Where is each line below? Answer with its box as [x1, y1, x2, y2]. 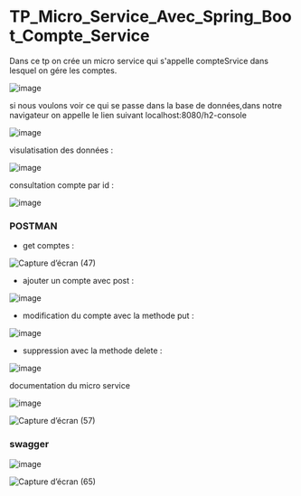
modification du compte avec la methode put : [22, 310, 194, 322]
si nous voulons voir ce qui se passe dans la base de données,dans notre [9, 99, 283, 110]
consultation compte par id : [9, 179, 115, 191]
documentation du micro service [9, 380, 131, 391]
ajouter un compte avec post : [22, 276, 135, 286]
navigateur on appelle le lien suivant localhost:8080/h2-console [9, 109, 247, 120]
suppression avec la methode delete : [22, 345, 163, 356]
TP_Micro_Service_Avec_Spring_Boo [9, 6, 292, 27]
